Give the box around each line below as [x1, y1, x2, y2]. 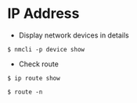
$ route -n [7, 87, 43, 96]
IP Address [7, 5, 80, 23]
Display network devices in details [18, 30, 130, 40]
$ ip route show [7, 74, 60, 82]
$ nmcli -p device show [7, 45, 85, 53]
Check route [18, 59, 59, 69]
